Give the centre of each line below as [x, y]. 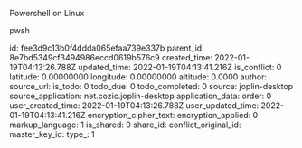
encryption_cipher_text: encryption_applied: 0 [173, 115]
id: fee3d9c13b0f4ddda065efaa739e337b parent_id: [107, 48]
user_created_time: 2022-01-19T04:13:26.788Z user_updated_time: [134, 106]
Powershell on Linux [47, 13]
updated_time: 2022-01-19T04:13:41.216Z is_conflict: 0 [180, 67]
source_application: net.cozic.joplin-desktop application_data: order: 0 [141, 96]
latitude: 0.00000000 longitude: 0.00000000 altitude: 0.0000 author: [138, 77]
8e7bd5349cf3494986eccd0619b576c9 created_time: [111, 57]
